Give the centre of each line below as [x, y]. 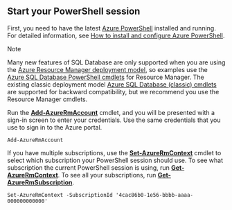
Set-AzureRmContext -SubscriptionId [60, 195]
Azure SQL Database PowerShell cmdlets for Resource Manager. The [106, 77]
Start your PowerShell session [74, 11]
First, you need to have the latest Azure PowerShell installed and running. [111, 28]
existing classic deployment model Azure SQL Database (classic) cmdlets [112, 84]
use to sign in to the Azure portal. [55, 127]
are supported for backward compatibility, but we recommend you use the [113, 91]
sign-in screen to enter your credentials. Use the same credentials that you [114, 120]
